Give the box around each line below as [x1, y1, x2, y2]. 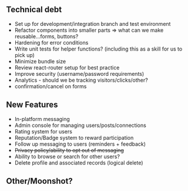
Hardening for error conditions [14, 39, 89, 46]
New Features [6, 100, 58, 110]
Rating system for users [14, 128, 72, 135]
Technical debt [6, 5, 62, 15]
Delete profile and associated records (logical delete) [14, 159, 143, 166]
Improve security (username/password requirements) [14, 70, 145, 77]
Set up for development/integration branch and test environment [14, 20, 171, 27]
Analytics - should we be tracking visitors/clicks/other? [14, 76, 148, 83]
